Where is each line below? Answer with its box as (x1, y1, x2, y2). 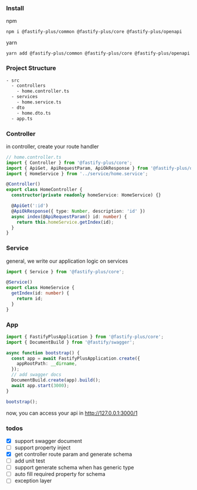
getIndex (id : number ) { (11, 290, 69, 296)
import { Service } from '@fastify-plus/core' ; (6, 269, 125, 274)
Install (6, 4, 25, 12)
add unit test (14, 457, 45, 465)
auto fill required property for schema (14, 471, 106, 478)
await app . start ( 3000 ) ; (11, 382, 69, 388)
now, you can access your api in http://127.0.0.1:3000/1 (6, 410, 138, 417)
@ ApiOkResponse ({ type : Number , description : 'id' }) (11, 208, 145, 214)
